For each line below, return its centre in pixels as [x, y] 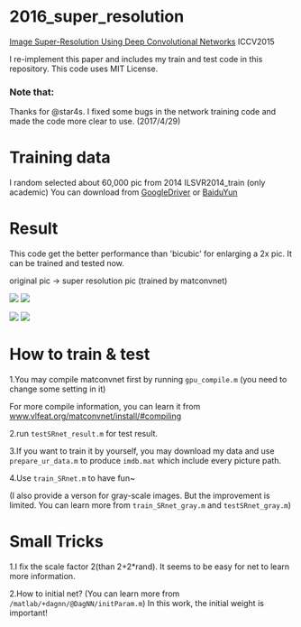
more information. [42, 576]
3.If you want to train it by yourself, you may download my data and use [142, 451]
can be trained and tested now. [67, 263]
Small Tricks [56, 542]
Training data [60, 157]
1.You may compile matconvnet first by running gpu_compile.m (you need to [148, 380]
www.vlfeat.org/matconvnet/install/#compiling [96, 416]
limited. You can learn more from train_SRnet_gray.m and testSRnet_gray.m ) [150, 505]
